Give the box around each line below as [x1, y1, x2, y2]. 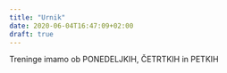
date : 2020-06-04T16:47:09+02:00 [9, 21, 134, 30]
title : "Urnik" [9, 12, 66, 22]
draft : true [9, 29, 54, 38]
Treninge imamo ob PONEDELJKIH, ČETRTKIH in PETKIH [9, 54, 219, 65]
